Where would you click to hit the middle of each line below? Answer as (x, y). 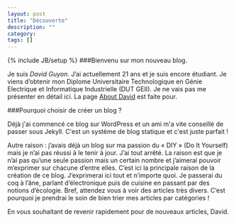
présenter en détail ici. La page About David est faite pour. (92, 97)
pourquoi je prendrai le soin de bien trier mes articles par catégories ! (108, 198)
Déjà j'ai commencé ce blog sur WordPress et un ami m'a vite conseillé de (116, 124)
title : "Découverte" (38, 21)
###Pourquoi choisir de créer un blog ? (64, 110)
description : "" (31, 27)
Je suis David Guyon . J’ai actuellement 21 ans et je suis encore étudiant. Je (117, 74)
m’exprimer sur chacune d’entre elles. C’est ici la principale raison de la (111, 168)
